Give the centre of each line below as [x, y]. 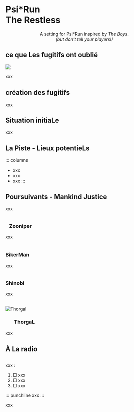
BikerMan [17, 255]
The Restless [33, 20]
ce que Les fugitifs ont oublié [51, 55]
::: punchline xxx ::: [25, 395]
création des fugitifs [38, 92]
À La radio [21, 349]
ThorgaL [24, 322]
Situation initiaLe [32, 120]
